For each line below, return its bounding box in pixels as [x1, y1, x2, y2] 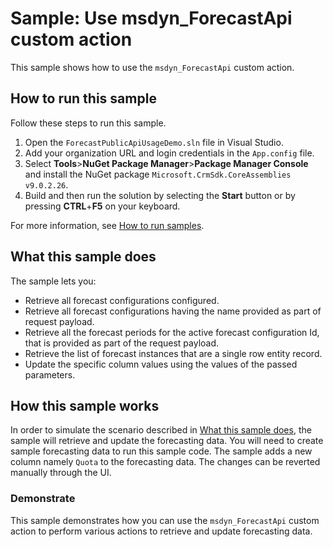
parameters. [24, 368, 76, 381]
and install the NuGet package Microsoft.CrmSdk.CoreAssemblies [24, 168, 292, 180]
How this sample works [10, 397, 160, 414]
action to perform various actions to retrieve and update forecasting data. [10, 525, 313, 537]
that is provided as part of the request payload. [24, 337, 220, 349]
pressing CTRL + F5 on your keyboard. [24, 200, 181, 212]
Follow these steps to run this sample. [10, 117, 167, 129]
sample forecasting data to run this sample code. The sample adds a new [10, 445, 313, 457]
